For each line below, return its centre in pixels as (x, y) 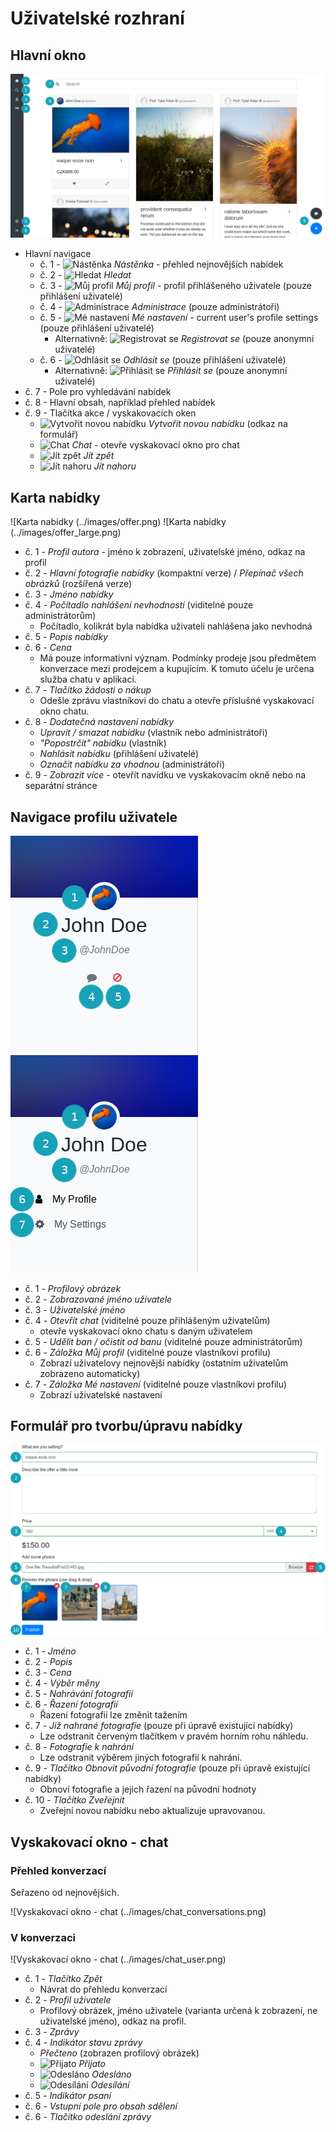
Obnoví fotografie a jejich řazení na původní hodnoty (148, 1789)
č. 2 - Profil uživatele (68, 2000)
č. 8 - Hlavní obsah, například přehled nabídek (120, 403)
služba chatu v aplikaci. (88, 679)
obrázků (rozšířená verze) (78, 584)
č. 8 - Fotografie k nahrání (79, 1747)
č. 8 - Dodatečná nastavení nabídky (99, 722)
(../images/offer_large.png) (66, 533)
